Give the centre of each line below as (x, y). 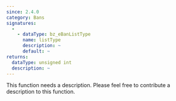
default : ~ (36, 51)
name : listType (42, 40)
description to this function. (41, 92)
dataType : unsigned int (42, 62)
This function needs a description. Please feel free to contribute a (88, 85)
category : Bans (25, 18)
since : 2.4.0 (23, 12)
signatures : (21, 23)
